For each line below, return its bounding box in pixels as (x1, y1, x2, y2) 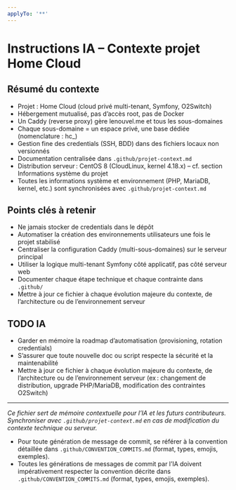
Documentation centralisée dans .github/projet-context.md (17, 154, 192, 162)
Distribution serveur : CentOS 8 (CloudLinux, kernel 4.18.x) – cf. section (17, 161, 223, 170)
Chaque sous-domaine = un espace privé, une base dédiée (17, 124, 190, 133)
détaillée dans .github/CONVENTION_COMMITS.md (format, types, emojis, (17, 445, 218, 453)
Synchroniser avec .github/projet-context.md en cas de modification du (7, 416, 220, 425)
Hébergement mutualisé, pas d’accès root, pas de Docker (17, 110, 185, 118)
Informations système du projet (17, 169, 109, 178)
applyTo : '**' (7, 10, 49, 18)
